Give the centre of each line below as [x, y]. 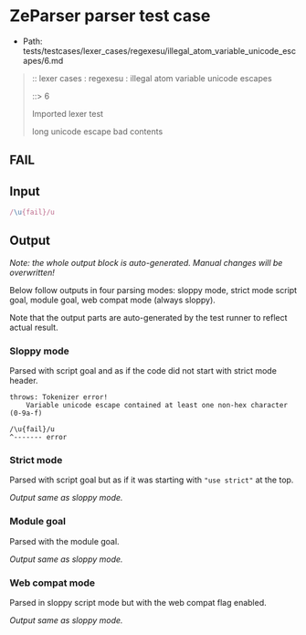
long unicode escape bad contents [97, 131]
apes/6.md [43, 60]
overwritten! [32, 272]
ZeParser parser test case [110, 16]
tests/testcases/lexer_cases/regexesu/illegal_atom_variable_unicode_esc [159, 50]
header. [24, 381]
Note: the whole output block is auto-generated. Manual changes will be [146, 262]
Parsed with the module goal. [65, 541]
